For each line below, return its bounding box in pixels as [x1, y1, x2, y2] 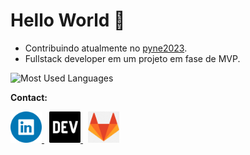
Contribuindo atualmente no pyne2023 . [24, 42, 188, 54]
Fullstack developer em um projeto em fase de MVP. [24, 52, 241, 64]
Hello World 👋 [10, 9, 126, 32]
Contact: [10, 91, 48, 103]
